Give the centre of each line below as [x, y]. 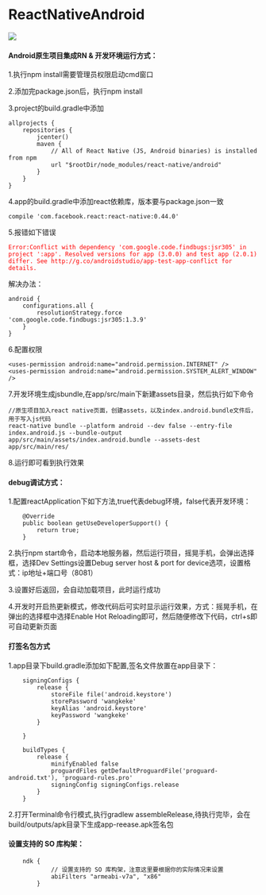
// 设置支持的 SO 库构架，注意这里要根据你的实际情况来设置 [137, 870]
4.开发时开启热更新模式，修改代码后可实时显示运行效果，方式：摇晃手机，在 [133, 607]
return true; [58, 530]
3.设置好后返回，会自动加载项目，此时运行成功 [85, 590]
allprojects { [32, 123]
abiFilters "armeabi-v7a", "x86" [106, 876]
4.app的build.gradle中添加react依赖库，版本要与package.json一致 [116, 202]
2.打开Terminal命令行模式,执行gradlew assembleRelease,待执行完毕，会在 [129, 814]
